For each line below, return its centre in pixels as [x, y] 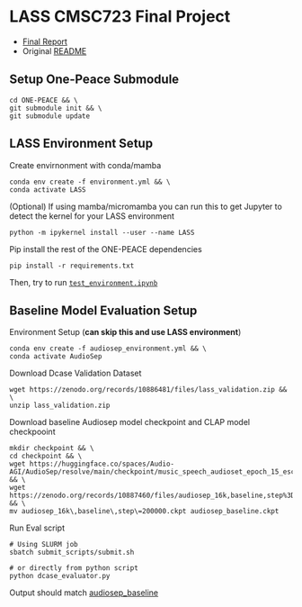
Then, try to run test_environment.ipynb [84, 282]
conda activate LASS [48, 190]
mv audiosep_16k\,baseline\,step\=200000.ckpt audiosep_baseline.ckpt [144, 512]
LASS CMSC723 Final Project [120, 17]
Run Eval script [37, 528]
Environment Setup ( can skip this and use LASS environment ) [125, 332]
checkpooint [32, 432]
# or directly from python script [74, 568]
